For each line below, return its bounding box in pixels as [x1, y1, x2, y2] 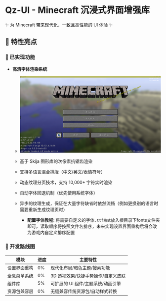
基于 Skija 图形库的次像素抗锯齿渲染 [19, 158, 93, 164]
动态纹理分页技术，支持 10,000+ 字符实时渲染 [19, 179, 113, 186]
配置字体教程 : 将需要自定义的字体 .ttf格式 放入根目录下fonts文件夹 [27, 217, 161, 223]
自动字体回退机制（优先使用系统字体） [19, 190, 98, 196]
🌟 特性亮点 [5, 38, 37, 46]
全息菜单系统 [7, 273, 34, 279]
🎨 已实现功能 [5, 54, 36, 61]
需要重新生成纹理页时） [19, 206, 68, 213]
